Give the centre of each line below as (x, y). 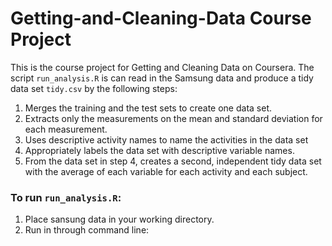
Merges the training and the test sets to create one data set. (148, 108)
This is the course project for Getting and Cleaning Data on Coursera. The (162, 67)
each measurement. (66, 129)
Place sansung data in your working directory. (119, 219)
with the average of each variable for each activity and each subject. (166, 171)
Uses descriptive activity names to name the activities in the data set (166, 139)
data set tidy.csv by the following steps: (94, 88)
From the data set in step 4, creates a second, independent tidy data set (173, 161)
